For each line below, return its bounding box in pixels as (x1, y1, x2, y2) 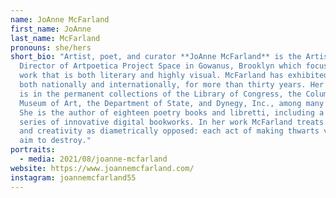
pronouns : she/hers (10, 42, 92, 53)
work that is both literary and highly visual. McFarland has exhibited (19, 71, 329, 81)
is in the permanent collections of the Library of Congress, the (19, 89, 302, 99)
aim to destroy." (19, 136, 92, 146)
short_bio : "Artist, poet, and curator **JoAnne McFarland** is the (10, 52, 302, 62)
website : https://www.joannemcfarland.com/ (10, 163, 195, 173)
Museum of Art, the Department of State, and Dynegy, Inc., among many (19, 98, 325, 108)
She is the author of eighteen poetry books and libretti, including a (19, 107, 325, 118)
